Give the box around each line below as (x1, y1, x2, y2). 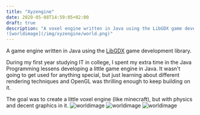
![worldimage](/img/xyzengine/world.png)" (6, 31, 113, 37)
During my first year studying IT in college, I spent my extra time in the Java (6, 59, 192, 66)
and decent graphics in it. (6, 102, 69, 109)
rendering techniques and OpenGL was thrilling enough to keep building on (6, 78, 190, 85)
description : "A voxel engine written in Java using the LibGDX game (6, 25, 183, 32)
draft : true (6, 20, 36, 26)
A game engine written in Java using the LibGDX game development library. (6, 47, 192, 54)
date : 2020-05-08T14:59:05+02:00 (6, 14, 89, 20)
